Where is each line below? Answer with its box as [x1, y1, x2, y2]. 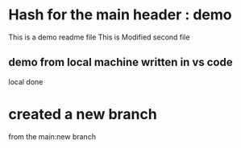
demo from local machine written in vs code [8, 55, 233, 69]
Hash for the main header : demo [8, 6, 232, 24]
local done [8, 76, 44, 86]
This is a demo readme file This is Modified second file [8, 32, 190, 42]
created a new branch [8, 105, 157, 123]
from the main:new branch [8, 131, 97, 142]
